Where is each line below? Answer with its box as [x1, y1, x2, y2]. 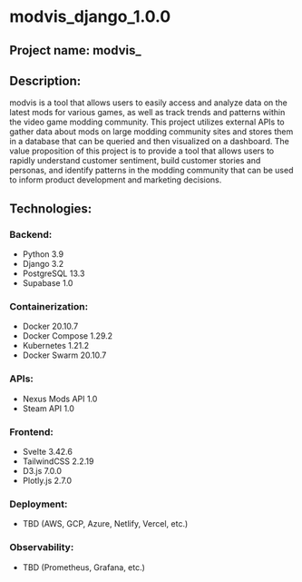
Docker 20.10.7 [22, 321, 79, 332]
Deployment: [9, 498, 68, 510]
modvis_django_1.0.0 [9, 6, 171, 27]
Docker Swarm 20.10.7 [22, 350, 107, 360]
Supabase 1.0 [22, 278, 73, 289]
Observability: [9, 541, 74, 554]
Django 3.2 [22, 259, 64, 270]
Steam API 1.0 [22, 402, 75, 414]
